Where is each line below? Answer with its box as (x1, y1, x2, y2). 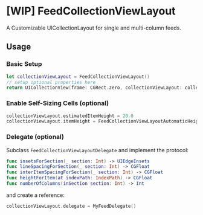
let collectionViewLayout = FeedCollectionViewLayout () (6, 74, 150, 80)
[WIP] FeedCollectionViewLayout (6, 4, 176, 18)
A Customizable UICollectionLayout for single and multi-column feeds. (6, 24, 181, 31)
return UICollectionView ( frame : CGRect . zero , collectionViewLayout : (6, 85, 182, 91)
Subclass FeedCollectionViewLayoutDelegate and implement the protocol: (6, 146, 189, 153)
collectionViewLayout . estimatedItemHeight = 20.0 (6, 113, 134, 119)
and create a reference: (6, 191, 65, 199)
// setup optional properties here (6, 79, 96, 85)
